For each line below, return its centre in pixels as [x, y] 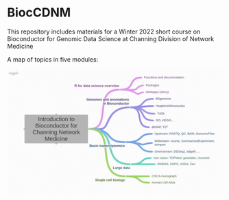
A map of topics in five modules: [53, 59]
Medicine [20, 46]
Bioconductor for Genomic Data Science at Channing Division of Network [111, 38]
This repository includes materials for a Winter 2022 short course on [104, 32]
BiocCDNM [39, 13]
